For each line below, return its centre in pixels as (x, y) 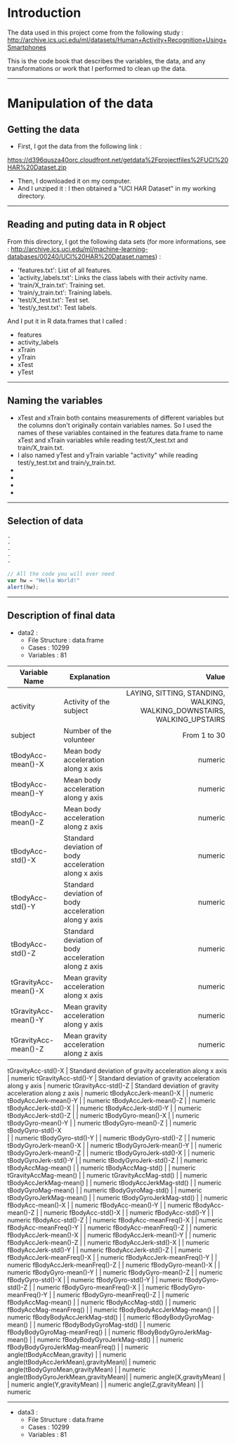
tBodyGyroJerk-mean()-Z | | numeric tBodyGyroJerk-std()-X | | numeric (111, 1153)
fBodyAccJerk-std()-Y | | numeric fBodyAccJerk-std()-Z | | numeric (105, 1250)
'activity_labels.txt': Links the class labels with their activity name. (112, 277)
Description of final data (61, 615)
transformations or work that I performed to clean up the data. (97, 68)
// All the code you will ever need (61, 574)
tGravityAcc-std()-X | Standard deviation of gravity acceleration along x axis (117, 1071)
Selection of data (45, 521)
